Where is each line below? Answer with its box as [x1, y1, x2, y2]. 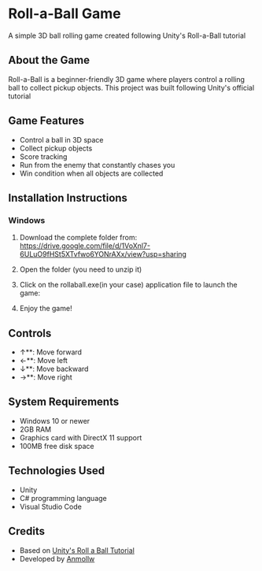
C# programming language [19, 493, 108, 502]
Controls [8, 326, 52, 339]
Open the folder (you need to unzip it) [19, 265, 142, 274]
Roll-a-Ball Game [8, 5, 121, 23]
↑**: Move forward [19, 347, 83, 357]
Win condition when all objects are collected [19, 169, 164, 178]
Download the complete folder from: [19, 233, 138, 243]
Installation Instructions [8, 191, 128, 205]
